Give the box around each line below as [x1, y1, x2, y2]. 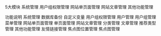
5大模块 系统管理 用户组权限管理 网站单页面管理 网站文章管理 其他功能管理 [5, 4, 153, 9]
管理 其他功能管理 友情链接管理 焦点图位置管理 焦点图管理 [5, 26, 120, 32]
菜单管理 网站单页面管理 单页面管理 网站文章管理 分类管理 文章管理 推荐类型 [5, 20, 156, 26]
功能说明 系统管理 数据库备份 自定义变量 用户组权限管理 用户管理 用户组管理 [5, 14, 156, 20]
